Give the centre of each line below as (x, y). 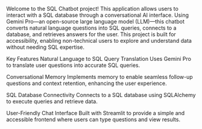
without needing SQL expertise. (46, 47)
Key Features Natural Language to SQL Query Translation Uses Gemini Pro (99, 59)
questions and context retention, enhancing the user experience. (87, 83)
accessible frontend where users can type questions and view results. (93, 119)
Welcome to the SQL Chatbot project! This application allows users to (93, 9)
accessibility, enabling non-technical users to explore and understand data (99, 41)
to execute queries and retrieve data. (52, 101)
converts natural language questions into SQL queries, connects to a (91, 28)
